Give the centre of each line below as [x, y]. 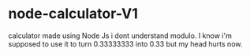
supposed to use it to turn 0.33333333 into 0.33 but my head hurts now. [125, 43]
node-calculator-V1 [73, 14]
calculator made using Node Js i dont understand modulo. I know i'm [120, 35]
